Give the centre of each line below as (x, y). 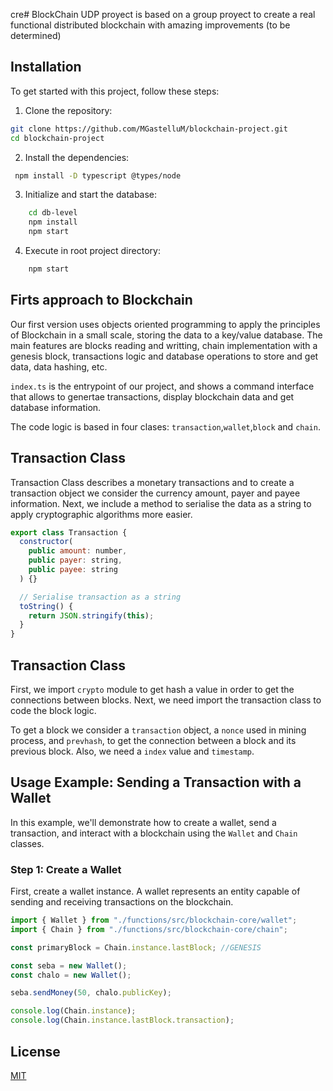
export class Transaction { (69, 532)
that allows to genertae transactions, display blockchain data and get (152, 396)
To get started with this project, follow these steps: (115, 91)
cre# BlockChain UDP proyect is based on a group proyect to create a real (163, 14)
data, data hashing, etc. (59, 366)
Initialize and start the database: (91, 195)
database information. (56, 407)
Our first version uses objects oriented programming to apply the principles (165, 324)
